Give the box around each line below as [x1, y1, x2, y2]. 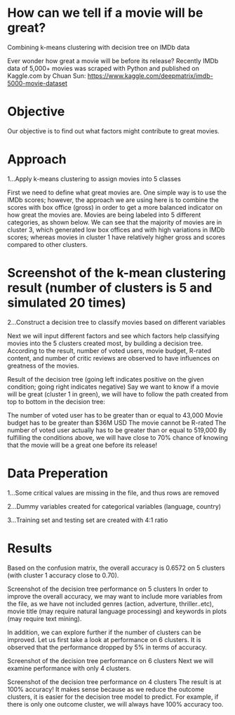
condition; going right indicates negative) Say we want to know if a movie [7, 382, 220, 391]
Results [7, 540, 53, 556]
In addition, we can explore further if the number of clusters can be [7, 628, 201, 636]
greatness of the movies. [7, 361, 79, 370]
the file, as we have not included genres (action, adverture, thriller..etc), [7, 599, 214, 608]
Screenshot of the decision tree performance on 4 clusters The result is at [7, 677, 222, 686]
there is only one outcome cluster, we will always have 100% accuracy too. [7, 700, 224, 708]
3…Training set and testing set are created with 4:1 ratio [7, 516, 168, 524]
